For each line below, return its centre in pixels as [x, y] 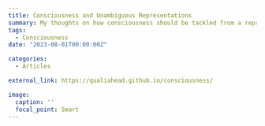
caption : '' [35, 102]
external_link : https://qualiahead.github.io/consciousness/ [111, 80]
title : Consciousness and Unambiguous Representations [100, 15]
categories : [28, 59]
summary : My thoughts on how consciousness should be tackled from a [125, 23]
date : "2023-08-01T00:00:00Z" [58, 45]
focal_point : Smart [47, 109]
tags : [17, 30]
